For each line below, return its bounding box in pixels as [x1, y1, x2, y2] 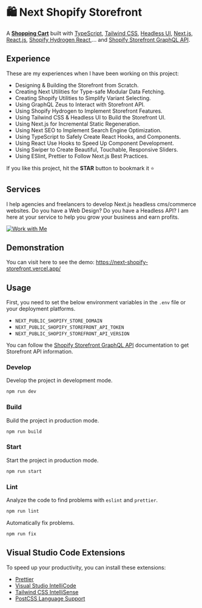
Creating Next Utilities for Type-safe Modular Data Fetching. [15, 88, 166, 95]
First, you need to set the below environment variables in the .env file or [6, 299, 186, 306]
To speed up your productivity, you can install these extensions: [6, 564, 166, 571]
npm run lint [6, 508, 39, 514]
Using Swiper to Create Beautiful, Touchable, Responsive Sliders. [15, 145, 178, 153]
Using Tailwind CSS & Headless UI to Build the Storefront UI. [15, 113, 166, 121]
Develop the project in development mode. [6, 377, 113, 384]
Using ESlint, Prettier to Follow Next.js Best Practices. [15, 152, 149, 159]
